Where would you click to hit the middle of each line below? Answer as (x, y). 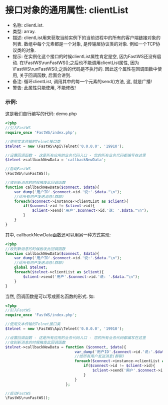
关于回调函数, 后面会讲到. (45, 75)
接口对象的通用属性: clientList (67, 10)
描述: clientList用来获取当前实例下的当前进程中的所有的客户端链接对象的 (86, 38)
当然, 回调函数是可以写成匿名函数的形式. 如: (50, 296)
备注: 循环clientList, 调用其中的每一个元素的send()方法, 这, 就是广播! (82, 81)
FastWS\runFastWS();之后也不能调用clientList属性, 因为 (82, 63)
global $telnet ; (31, 268)
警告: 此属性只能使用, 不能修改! (44, 88)
